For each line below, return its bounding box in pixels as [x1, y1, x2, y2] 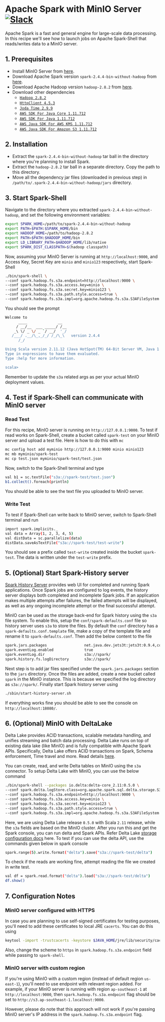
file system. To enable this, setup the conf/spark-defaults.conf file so [5, 618, 147, 624]
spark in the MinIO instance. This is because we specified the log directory [5, 676, 156, 682]
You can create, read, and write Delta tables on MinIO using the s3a [5, 763, 141, 769]
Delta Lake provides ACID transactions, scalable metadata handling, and [5, 732, 151, 738]
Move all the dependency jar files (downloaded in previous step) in [12, 174, 147, 180]
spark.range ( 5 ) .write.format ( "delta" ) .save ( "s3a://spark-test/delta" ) [5, 850, 153, 855]
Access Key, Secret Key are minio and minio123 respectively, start [5, 259, 138, 265]
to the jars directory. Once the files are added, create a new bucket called [5, 671, 156, 677]
